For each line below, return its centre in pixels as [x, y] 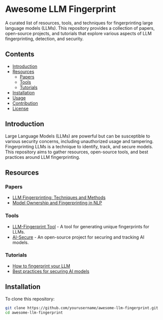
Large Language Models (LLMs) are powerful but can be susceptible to [78, 136]
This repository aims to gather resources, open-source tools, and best [77, 152]
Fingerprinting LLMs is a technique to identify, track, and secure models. [79, 146]
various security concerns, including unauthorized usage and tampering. [79, 141]
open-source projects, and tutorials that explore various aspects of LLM [79, 33]
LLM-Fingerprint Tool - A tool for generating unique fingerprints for [81, 226]
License [20, 108]
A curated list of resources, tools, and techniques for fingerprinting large [79, 23]
